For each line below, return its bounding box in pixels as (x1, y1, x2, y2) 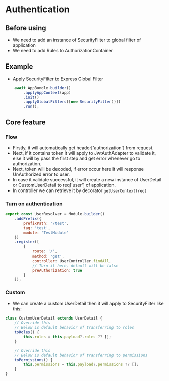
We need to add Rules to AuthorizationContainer (12, 48, 114, 53)
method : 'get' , (32, 253, 65, 259)
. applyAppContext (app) (23, 90, 71, 95)
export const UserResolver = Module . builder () (5, 212, 105, 217)
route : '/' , (32, 249, 58, 254)
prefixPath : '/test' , (23, 221, 69, 226)
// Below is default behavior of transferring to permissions (14, 353, 148, 358)
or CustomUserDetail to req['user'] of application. (12, 182, 116, 188)
